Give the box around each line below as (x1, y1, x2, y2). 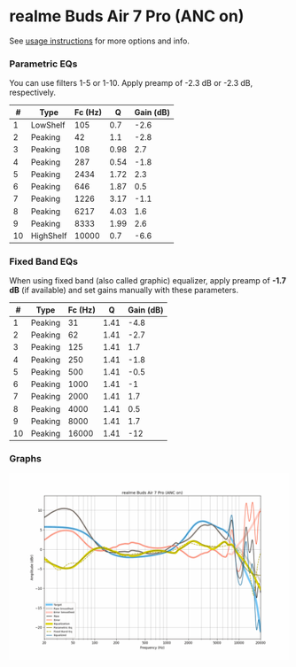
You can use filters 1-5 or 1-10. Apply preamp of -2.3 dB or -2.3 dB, (9, 78, 253, 89)
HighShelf (30, 230, 67, 241)
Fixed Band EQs (9, 255, 78, 268)
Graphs (9, 453, 42, 465)
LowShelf (30, 120, 66, 130)
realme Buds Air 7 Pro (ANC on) (9, 6, 245, 27)
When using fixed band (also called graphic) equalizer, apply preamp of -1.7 (9, 275, 286, 286)
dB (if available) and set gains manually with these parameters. (9, 285, 239, 296)
